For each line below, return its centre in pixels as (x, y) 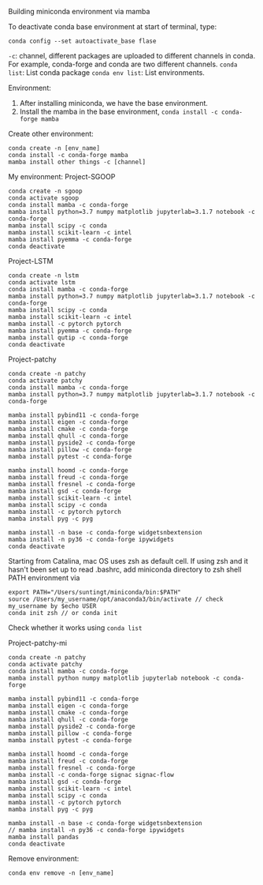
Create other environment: (51, 134)
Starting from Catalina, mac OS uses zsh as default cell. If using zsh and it (128, 561)
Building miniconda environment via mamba (79, 11)
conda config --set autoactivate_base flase (82, 41)
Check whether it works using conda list (75, 628)
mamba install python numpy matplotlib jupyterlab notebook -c (114, 678)
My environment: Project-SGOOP (62, 176)
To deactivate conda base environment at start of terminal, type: (113, 26)
